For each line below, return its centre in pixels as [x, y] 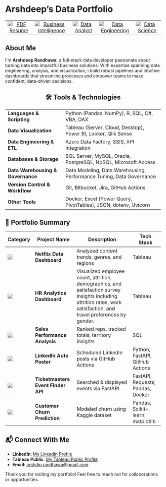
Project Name [53, 240]
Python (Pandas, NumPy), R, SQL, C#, [109, 113]
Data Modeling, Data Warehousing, [106, 170]
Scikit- [141, 409]
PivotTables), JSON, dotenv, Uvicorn [108, 205]
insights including [97, 296]
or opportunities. [22, 480]
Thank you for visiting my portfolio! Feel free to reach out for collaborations [82, 474]
